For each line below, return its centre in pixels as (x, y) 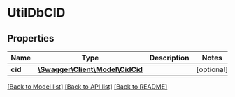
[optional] (212, 69)
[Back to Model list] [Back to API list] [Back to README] (87, 87)
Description (169, 58)
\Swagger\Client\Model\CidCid (90, 69)
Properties (31, 38)
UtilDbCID (36, 13)
